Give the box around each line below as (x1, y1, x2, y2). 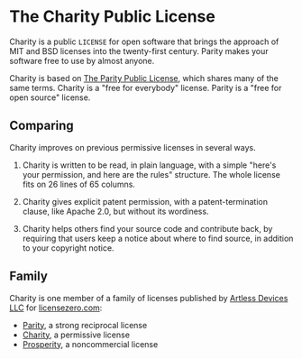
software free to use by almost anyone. (9, 55, 155, 66)
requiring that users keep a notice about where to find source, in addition (22, 233, 294, 244)
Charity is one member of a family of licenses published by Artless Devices (9, 292, 288, 303)
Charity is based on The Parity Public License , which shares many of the (9, 72, 279, 83)
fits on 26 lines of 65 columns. (22, 179, 135, 189)
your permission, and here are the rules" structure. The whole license (22, 169, 281, 179)
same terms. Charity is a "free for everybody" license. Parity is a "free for (9, 82, 282, 93)
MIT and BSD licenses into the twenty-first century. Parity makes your (9, 45, 269, 56)
